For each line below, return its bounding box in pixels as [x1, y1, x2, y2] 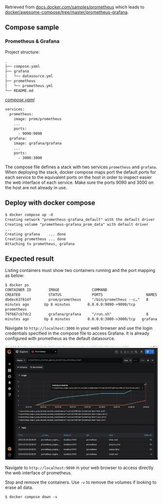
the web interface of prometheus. [5, 470, 72, 476]
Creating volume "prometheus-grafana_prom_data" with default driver [5, 222, 149, 227]
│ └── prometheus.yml [5, 83, 53, 88]
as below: [5, 272, 24, 279]
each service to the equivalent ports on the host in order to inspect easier [5, 174, 152, 180]
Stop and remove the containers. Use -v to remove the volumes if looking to [5, 479, 157, 486]
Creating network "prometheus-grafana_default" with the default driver [5, 217, 155, 222]
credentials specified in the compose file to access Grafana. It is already [5, 330, 149, 336]
